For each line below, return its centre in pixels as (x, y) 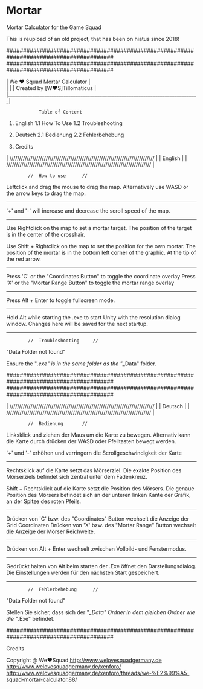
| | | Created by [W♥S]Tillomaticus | (51, 88)
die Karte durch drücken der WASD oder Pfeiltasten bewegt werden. (91, 441)
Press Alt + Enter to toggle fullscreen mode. (61, 300)
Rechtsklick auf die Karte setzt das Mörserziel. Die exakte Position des (94, 470)
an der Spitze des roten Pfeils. (44, 501)
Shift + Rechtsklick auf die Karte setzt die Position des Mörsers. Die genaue (100, 488)
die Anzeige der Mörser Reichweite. (51, 531)
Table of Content (60, 112)
